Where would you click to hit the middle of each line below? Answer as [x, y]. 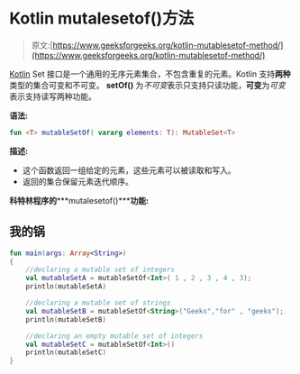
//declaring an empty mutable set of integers [114, 336]
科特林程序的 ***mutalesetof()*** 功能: [79, 200]
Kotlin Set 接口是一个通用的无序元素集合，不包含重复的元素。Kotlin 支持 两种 [150, 74]
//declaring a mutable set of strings [98, 303]
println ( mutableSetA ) [66, 287]
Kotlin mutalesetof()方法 [102, 18]
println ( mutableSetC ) [66, 352]
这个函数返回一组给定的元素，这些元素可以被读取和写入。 [129, 170]
